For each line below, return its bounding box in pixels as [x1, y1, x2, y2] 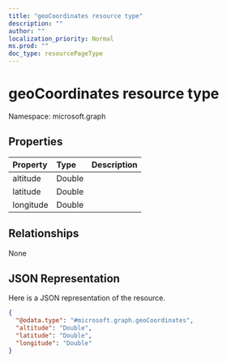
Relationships [8, 226, 79, 240]
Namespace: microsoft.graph [8, 111, 106, 121]
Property [12, 159, 48, 170]
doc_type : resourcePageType [8, 50, 104, 58]
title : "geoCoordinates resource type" [8, 11, 143, 20]
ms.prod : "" [8, 42, 49, 50]
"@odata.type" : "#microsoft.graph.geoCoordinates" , [15, 317, 195, 325]
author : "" [8, 27, 45, 35]
